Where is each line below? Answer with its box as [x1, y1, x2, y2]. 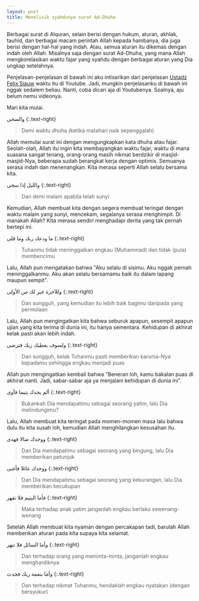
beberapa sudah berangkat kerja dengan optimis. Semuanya [37, 157, 185, 164]
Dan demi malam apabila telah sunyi [21, 193, 110, 200]
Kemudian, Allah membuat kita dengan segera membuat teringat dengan [7, 204, 184, 211]
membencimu [21, 252, 55, 260]
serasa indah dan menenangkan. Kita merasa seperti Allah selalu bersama [7, 164, 187, 171]
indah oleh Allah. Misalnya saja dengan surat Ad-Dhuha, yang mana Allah [7, 49, 185, 56]
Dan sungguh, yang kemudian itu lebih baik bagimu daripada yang [21, 299, 183, 306]
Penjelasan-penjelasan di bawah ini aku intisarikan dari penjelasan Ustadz [7, 73, 187, 81]
